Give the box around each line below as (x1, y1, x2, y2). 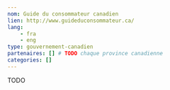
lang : (7, 23, 23, 30)
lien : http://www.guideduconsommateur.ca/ (7, 17, 135, 24)
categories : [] (7, 57, 52, 64)
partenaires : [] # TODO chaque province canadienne (7, 50, 163, 57)
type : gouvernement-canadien (7, 43, 93, 50)
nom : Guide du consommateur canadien (7, 10, 119, 18)
